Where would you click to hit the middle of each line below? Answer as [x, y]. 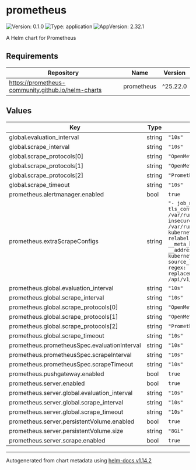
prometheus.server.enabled [47, 383]
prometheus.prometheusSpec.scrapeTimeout [71, 364]
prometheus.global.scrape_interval [57, 298]
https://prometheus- [37, 83]
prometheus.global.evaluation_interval [61, 288]
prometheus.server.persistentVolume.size [66, 431]
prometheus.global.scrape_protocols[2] [64, 326]
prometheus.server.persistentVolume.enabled [72, 421]
